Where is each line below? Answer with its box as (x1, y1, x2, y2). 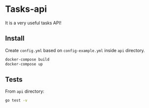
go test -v (5, 98, 28, 103)
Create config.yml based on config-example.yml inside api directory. (5, 47, 145, 53)
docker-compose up (5, 61, 43, 66)
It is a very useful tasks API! (5, 20, 62, 26)
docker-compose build (5, 57, 50, 62)
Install (5, 34, 25, 43)
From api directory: (5, 88, 44, 95)
